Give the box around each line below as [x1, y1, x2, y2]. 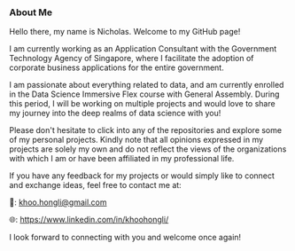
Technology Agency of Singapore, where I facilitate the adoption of [9, 53, 254, 64]
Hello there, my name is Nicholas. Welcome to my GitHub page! [9, 27, 241, 37]
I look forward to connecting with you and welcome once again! [9, 232, 242, 243]
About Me [9, 6, 53, 19]
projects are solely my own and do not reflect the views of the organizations [9, 144, 287, 154]
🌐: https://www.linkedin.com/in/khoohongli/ [9, 215, 169, 225]
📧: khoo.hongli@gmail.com [9, 197, 107, 208]
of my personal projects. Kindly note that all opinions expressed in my [9, 135, 264, 145]
